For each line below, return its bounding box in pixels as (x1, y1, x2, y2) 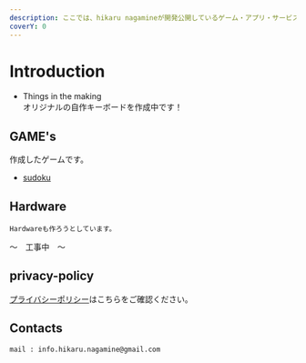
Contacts (9, 320, 64, 337)
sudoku (22, 172, 52, 183)
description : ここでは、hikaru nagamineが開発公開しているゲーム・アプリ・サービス (9, 13, 300, 23)
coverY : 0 (9, 22, 47, 31)
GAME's (9, 128, 56, 144)
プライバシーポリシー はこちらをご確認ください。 (9, 293, 193, 305)
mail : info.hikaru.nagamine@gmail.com (9, 345, 161, 354)
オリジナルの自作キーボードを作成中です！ (22, 102, 183, 113)
